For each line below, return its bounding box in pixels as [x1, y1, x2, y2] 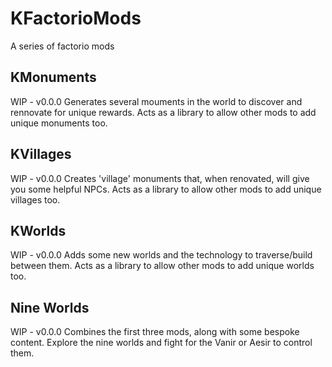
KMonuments [10, 69, 97, 86]
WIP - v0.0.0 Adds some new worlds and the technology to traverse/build [10, 249, 313, 261]
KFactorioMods [10, 7, 142, 30]
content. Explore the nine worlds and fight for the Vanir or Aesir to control [10, 337, 313, 349]
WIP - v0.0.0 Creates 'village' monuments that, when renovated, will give [10, 172, 310, 184]
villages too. [10, 193, 61, 206]
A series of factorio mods [10, 40, 115, 52]
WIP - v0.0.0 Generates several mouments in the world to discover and [10, 95, 303, 107]
